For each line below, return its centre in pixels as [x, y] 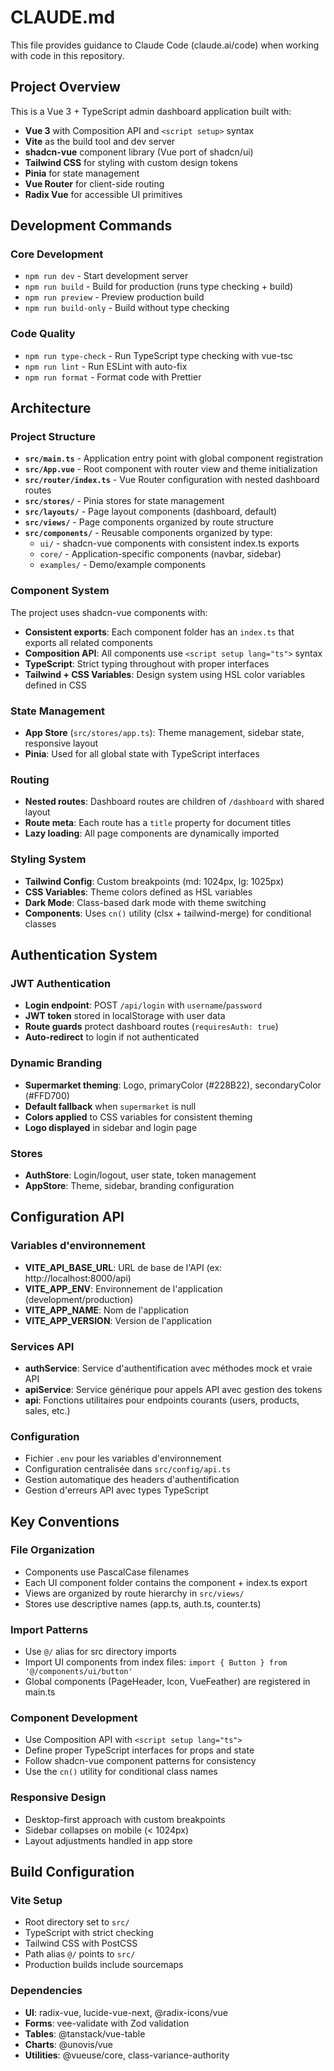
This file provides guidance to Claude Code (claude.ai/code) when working [165, 45]
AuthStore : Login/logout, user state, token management [140, 1175]
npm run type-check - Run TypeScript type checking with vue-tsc [159, 355]
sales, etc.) [47, 1410]
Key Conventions [65, 1521]
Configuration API [67, 1217]
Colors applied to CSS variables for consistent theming [138, 1117]
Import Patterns [49, 1629]
